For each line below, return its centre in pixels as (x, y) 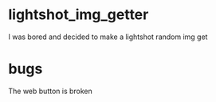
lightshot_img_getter (79, 15)
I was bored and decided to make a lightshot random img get (108, 37)
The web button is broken (51, 91)
